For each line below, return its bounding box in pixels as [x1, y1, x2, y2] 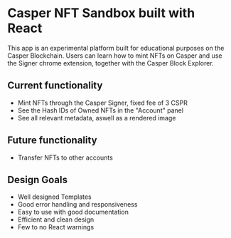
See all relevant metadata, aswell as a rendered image [17, 113, 176, 122]
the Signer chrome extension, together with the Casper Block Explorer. [7, 58, 215, 67]
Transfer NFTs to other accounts [17, 153, 114, 162]
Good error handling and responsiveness [17, 200, 138, 209]
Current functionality [7, 80, 103, 92]
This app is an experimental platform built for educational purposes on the [7, 43, 225, 52]
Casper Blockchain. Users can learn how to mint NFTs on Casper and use [7, 51, 222, 60]
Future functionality [7, 134, 97, 147]
